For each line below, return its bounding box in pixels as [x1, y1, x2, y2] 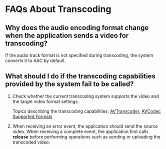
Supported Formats [12, 113, 52, 119]
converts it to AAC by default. [5, 57, 66, 63]
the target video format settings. [12, 98, 79, 104]
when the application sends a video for [5, 31, 129, 39]
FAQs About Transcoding [5, 3, 111, 15]
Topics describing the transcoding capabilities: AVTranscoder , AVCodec [12, 108, 161, 114]
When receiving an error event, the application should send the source [12, 123, 158, 129]
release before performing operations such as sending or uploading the [12, 133, 161, 139]
